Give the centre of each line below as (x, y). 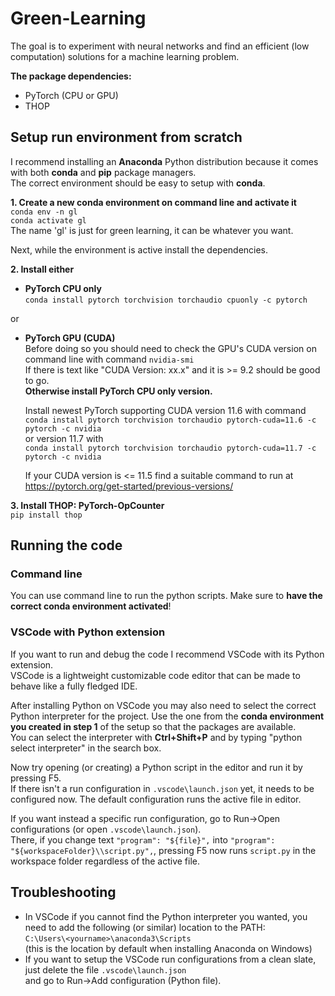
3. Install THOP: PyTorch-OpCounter (87, 505)
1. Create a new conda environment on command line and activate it (153, 202)
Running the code (66, 545)
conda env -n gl (44, 212)
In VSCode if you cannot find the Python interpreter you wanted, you (166, 916)
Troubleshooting (63, 892)
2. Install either (42, 269)
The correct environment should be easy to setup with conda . (138, 183)
